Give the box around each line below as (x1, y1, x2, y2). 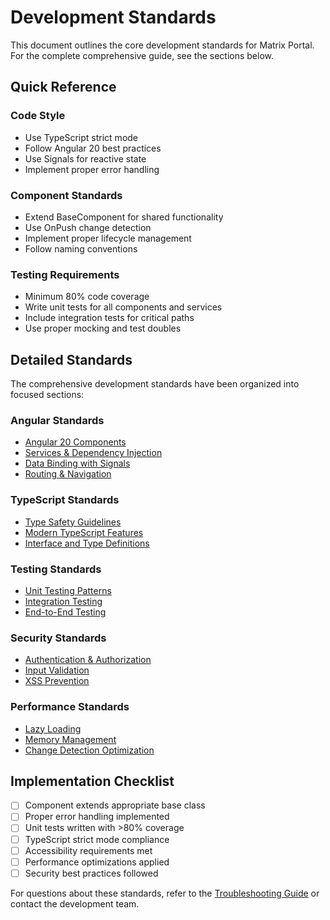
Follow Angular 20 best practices (24, 142, 162, 154)
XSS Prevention (24, 675, 90, 687)
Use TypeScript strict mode (24, 131, 139, 143)
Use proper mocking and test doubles (24, 322, 182, 335)
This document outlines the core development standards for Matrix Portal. (10, 39, 315, 51)
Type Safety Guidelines (24, 516, 122, 528)
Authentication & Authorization (24, 654, 152, 666)
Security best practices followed (24, 867, 159, 879)
